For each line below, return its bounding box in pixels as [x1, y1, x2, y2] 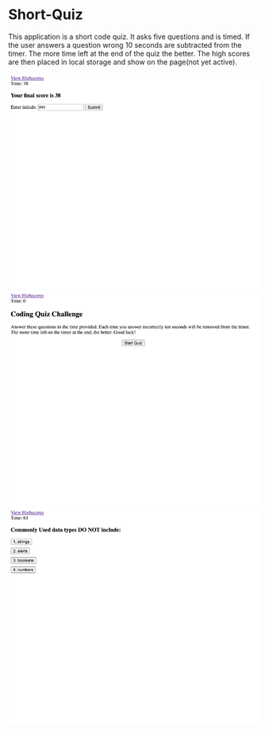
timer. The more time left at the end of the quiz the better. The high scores [8, 48, 251, 58]
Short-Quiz [8, 6, 83, 24]
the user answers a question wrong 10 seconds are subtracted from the [8, 40, 242, 49]
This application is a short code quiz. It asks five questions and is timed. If [8, 32, 250, 41]
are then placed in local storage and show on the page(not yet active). [8, 57, 238, 67]
